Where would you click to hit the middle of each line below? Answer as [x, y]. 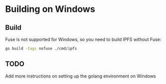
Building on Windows [50, 9]
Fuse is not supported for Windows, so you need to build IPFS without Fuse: [83, 39]
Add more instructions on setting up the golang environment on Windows [80, 76]
